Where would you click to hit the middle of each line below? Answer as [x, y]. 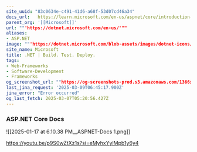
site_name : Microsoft [33, 50]
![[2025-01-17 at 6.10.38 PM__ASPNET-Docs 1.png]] [68, 132]
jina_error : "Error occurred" [43, 93]
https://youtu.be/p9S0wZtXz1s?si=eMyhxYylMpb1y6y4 [72, 143]
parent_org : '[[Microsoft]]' [42, 22]
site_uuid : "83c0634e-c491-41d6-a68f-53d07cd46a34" [70, 11]
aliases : [17, 33]
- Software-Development [35, 71]
